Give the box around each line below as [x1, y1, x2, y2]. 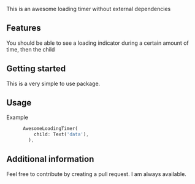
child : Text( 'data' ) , [33, 131, 89, 137]
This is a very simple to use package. [6, 80, 101, 87]
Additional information [6, 154, 94, 164]
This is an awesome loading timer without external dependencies [6, 6, 171, 12]
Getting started [6, 64, 66, 74]
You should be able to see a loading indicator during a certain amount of [6, 39, 189, 47]
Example [6, 113, 29, 121]
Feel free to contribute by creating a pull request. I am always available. [6, 170, 187, 177]
